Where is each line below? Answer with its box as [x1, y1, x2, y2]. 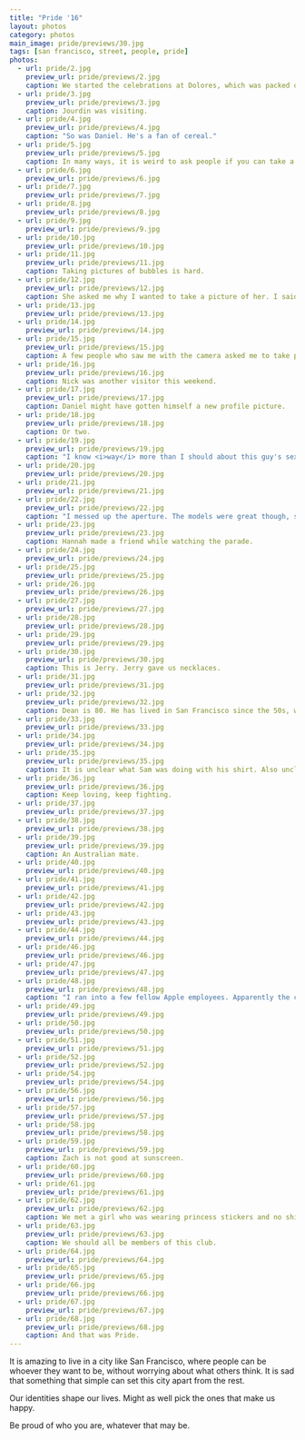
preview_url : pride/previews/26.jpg [25, 588, 165, 597]
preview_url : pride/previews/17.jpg [25, 393, 165, 402]
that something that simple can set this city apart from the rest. [9, 1375, 245, 1386]
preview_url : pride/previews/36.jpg [25, 782, 165, 791]
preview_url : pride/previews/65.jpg [25, 1272, 165, 1281]
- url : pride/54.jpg [17, 1069, 95, 1078]
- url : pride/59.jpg [17, 1137, 95, 1146]
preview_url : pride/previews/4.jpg [25, 124, 161, 133]
